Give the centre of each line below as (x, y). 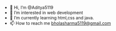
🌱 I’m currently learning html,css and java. (52, 18)
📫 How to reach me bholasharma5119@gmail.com (60, 23)
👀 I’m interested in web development (46, 13)
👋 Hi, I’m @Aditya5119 (31, 8)
